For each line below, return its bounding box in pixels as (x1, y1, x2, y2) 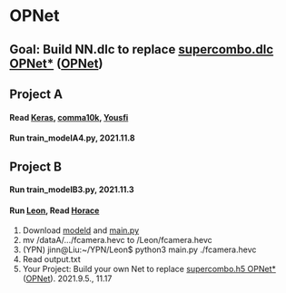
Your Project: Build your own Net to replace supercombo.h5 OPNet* (22, 264, 277, 275)
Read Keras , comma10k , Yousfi (9, 112, 129, 122)
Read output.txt (22, 254, 82, 265)
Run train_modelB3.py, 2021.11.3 (9, 184, 134, 195)
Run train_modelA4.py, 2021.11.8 (9, 132, 135, 143)
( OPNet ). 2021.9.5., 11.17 (22, 273, 113, 284)
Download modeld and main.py (22, 225, 140, 236)
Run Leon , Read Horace (9, 205, 100, 216)
